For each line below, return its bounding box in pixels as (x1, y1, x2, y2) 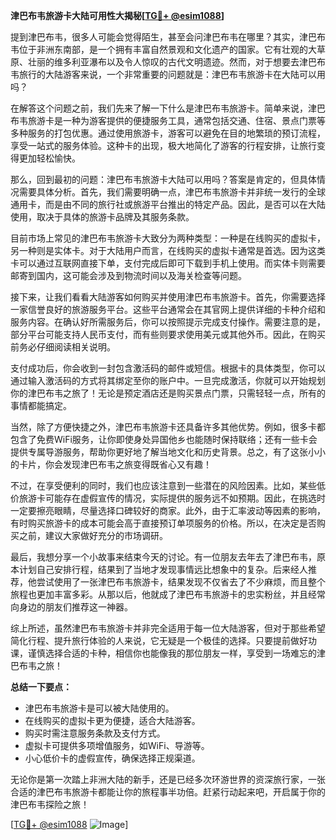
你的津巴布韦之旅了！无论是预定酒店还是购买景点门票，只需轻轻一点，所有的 (10, 387, 326, 399)
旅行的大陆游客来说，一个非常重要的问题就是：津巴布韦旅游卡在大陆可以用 (18, 69, 326, 80)
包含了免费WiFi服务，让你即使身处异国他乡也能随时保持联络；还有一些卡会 (10, 434, 318, 445)
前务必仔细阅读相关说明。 (10, 341, 116, 353)
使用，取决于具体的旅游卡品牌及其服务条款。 (10, 211, 195, 223)
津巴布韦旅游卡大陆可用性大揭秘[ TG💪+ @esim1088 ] (10, 10, 225, 21)
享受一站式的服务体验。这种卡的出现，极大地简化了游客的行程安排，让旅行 (10, 140, 317, 151)
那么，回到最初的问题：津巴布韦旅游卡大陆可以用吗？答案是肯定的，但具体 (10, 174, 317, 185)
